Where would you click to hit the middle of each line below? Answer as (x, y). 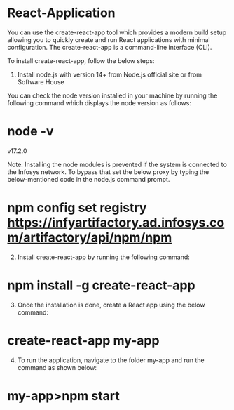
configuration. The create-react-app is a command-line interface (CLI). (110, 47)
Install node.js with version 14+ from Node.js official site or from (109, 74)
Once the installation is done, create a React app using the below (111, 305)
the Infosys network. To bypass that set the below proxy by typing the (108, 172)
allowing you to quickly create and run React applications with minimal (109, 39)
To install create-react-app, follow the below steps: (81, 60)
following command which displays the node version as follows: (99, 102)
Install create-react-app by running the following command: (104, 257)
